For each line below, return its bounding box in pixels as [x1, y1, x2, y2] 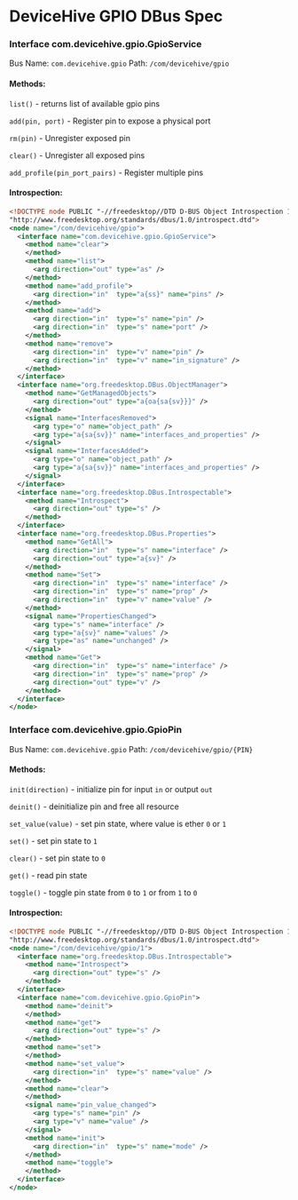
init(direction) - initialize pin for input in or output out [9, 783, 213, 794]
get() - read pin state [9, 870, 88, 880]
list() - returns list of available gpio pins [9, 98, 161, 108]
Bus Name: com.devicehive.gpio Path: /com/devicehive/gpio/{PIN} [9, 743, 254, 754]
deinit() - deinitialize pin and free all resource [9, 801, 179, 812]
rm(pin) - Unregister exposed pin [9, 132, 131, 143]
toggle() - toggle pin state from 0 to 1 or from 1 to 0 [9, 886, 198, 898]
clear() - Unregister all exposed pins [9, 149, 145, 161]
